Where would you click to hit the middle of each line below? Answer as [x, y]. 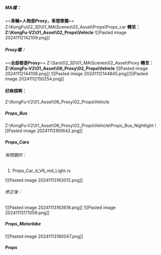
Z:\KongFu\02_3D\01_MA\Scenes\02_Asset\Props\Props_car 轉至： [73, 27]
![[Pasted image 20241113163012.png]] [44, 180]
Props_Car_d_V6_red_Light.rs [41, 170]
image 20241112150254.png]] [35, 79]
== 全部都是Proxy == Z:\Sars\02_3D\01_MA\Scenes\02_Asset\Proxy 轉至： [80, 63]
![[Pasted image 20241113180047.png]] [44, 236]
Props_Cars [17, 142]
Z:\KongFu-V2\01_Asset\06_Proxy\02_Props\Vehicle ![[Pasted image [77, 68]
